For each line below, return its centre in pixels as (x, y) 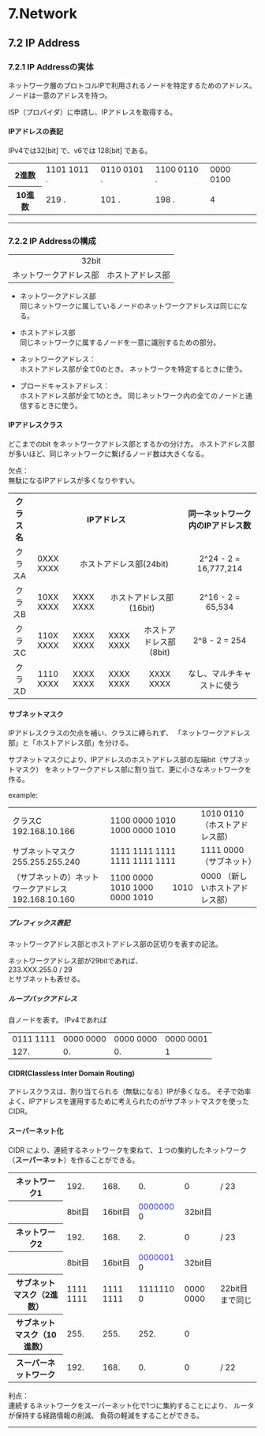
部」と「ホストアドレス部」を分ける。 (70, 743)
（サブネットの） (44, 877)
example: (23, 795)
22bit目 (234, 1288)
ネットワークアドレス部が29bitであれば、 (75, 961)
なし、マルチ (212, 674)
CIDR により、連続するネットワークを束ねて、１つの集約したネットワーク (127, 1150)
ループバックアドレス (43, 998)
